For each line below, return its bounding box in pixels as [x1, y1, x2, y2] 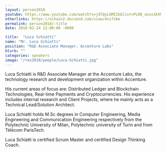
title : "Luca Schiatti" [5, 35, 56, 40]
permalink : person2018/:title [5, 21, 68, 26]
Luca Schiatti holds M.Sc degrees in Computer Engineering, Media [5, 111, 141, 117]
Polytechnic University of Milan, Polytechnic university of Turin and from [5, 122, 153, 128]
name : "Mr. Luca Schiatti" [5, 39, 61, 45]
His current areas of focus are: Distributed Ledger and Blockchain [5, 86, 139, 92]
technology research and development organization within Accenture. [5, 76, 147, 82]
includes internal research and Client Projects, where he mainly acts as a [5, 97, 153, 102]
